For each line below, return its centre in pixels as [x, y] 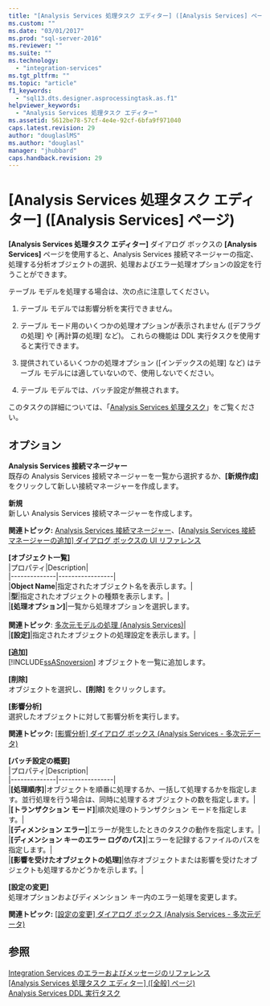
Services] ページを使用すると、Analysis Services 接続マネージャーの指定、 [133, 254]
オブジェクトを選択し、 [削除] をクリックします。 [89, 689]
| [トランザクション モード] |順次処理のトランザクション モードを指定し [125, 809]
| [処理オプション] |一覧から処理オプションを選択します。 [101, 606]
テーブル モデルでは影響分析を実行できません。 [98, 309]
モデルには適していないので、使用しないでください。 [131, 373]
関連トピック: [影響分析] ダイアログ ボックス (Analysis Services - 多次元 [128, 734]
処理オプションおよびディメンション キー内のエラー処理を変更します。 [125, 897]
